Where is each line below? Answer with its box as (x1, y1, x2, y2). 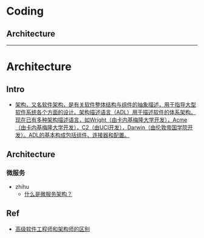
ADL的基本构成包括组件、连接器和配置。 (28, 131, 130, 138)
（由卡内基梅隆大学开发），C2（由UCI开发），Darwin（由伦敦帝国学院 (15, 124, 188, 131)
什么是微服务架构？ (24, 190, 73, 197)
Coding (6, 4, 44, 18)
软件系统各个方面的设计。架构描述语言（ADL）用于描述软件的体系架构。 (15, 108, 196, 116)
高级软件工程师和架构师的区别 (15, 225, 90, 233)
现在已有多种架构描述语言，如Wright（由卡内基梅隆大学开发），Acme (15, 116, 188, 123)
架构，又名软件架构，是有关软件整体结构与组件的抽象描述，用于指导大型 (15, 101, 196, 108)
